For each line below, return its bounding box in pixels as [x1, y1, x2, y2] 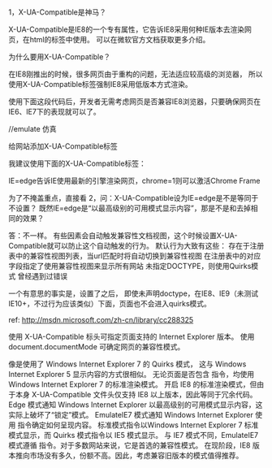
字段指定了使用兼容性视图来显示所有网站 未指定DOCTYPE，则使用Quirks [8, 262, 252, 271]
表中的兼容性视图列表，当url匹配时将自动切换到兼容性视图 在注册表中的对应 [8, 251, 261, 261]
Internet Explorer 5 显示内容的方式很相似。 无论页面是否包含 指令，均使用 [8, 370, 255, 379]
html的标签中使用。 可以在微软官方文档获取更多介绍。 [29, 35, 210, 44]
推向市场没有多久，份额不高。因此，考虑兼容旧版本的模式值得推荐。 [15, 451, 244, 460]
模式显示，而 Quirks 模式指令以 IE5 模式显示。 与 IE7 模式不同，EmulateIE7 [8, 431, 258, 440]
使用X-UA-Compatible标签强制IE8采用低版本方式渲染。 [8, 80, 192, 89]
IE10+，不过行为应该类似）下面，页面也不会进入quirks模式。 [8, 299, 211, 308]
